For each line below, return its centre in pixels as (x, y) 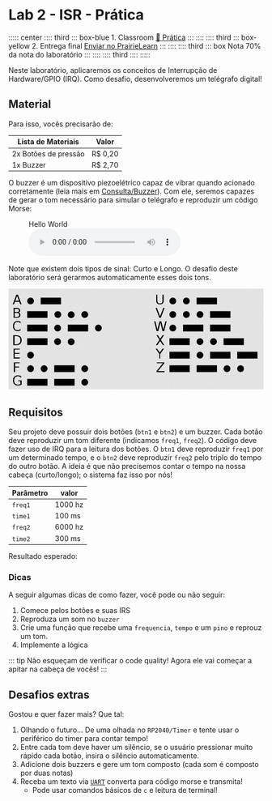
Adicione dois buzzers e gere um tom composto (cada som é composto (139, 765)
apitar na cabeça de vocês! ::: (58, 669)
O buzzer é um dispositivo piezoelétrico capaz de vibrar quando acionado (132, 183)
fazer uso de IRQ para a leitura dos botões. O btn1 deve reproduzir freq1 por (136, 449)
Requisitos (36, 412)
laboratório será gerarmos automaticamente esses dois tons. (110, 278)
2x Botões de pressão (48, 153)
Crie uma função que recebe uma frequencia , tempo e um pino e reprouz (141, 628)
